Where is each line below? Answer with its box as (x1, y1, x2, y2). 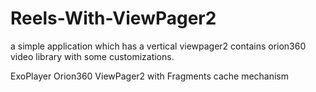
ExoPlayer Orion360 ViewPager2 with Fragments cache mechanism (10, 70, 290, 82)
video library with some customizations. (10, 50, 175, 62)
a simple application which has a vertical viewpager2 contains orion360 (10, 40, 307, 52)
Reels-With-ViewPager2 (10, 7, 217, 30)
